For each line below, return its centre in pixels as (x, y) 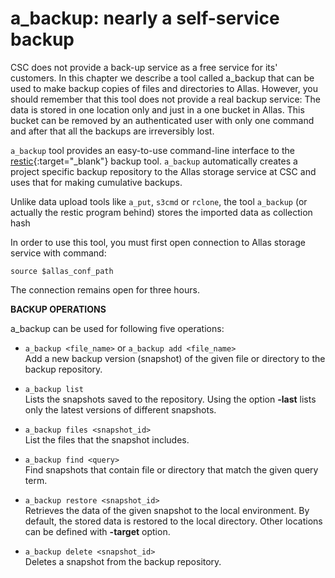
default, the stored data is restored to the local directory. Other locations (173, 521)
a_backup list (54, 389)
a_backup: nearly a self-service (145, 18)
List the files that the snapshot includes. (107, 439)
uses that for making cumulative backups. (96, 182)
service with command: (58, 253)
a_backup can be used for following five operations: (117, 328)
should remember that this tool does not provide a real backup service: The (166, 99)
